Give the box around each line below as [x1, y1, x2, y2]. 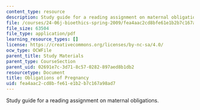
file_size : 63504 [6, 25, 49, 32]
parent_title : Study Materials [6, 53, 84, 59]
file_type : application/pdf [6, 31, 76, 37]
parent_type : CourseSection [6, 58, 76, 64]
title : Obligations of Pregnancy [6, 75, 89, 81]
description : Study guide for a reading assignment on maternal [6, 14, 169, 20]
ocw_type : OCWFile [6, 48, 52, 54]
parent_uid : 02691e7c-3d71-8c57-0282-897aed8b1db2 [6, 64, 135, 70]
